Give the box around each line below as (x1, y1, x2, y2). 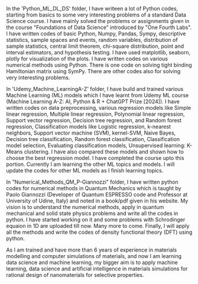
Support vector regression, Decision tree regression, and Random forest (6, 117, 182, 123)
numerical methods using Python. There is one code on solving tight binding (6, 61, 192, 68)
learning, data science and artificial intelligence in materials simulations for (6, 265, 188, 272)
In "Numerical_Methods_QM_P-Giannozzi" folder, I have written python (6, 178, 178, 185)
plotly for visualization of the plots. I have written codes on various (6, 56, 168, 62)
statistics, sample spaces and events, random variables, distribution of (6, 37, 178, 43)
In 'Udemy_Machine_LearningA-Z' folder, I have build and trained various (6, 86, 184, 92)
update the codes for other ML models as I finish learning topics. (6, 167, 164, 174)
